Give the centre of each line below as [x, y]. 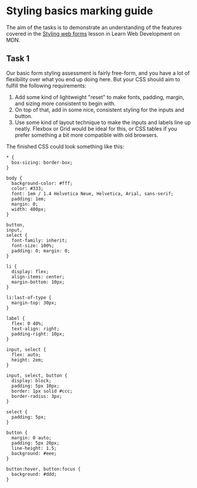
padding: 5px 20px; [36, 443]
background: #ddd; [34, 474]
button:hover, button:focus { [44, 469]
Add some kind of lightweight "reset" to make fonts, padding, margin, [99, 97]
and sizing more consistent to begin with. [65, 103]
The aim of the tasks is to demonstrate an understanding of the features [94, 27]
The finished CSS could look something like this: [65, 146]
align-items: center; [38, 277]
